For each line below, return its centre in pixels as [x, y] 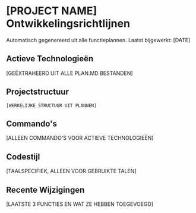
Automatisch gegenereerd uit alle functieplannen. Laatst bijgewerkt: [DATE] [98, 40]
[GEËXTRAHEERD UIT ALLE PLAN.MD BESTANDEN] [69, 73]
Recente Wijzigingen [45, 189]
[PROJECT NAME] [51, 11]
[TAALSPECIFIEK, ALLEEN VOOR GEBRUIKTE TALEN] [71, 171]
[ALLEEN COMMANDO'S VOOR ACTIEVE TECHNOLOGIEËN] [80, 138]
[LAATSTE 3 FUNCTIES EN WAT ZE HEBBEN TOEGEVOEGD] [80, 204]
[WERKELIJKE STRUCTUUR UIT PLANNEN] [51, 105]
